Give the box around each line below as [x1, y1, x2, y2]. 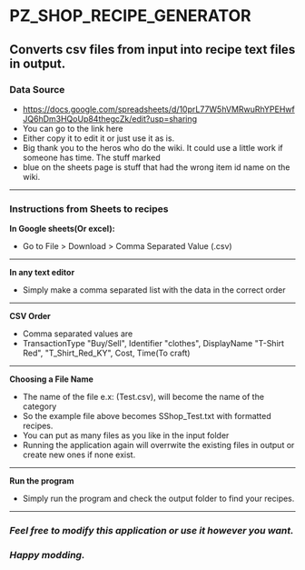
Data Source [9, 83, 65, 95]
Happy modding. [9, 549, 85, 562]
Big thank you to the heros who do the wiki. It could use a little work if [22, 142, 283, 153]
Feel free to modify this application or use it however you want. [9, 525, 294, 537]
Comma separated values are [22, 328, 133, 339]
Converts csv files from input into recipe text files [9, 42, 296, 57]
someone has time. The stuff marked [22, 152, 161, 163]
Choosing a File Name [9, 374, 93, 385]
